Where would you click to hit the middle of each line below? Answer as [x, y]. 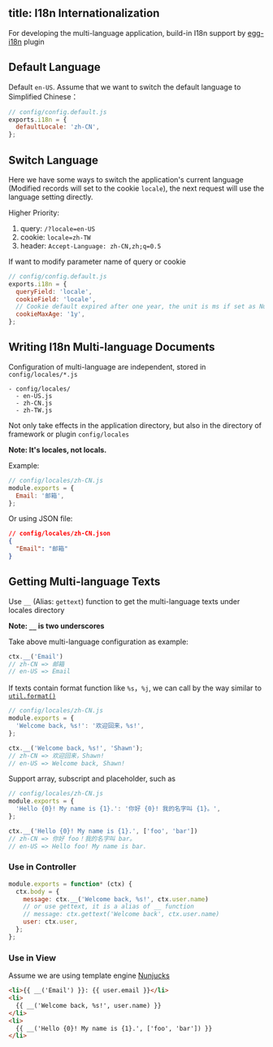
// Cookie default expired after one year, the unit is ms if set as [136, 307]
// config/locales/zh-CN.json [60, 534]
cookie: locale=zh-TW [55, 237]
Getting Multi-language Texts [84, 582]
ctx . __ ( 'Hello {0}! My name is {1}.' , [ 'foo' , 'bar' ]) [103, 831]
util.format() [32, 697]
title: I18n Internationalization [84, 13]
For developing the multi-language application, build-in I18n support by [127, 33]
